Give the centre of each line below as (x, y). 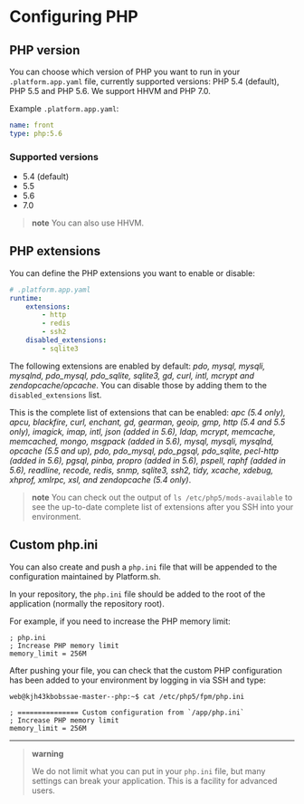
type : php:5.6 (36, 133)
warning (47, 753)
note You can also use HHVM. (88, 223)
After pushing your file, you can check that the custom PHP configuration (146, 670)
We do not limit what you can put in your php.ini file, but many (148, 770)
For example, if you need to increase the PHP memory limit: (120, 621)
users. (43, 790)
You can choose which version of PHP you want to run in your (125, 72)
